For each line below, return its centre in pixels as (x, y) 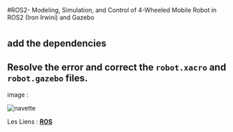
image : (18, 94)
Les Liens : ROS (30, 122)
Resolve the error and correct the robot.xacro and (117, 67)
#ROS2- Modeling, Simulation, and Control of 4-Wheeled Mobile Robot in (112, 10)
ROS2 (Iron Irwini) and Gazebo (51, 17)
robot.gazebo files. (48, 78)
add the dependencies (57, 43)
